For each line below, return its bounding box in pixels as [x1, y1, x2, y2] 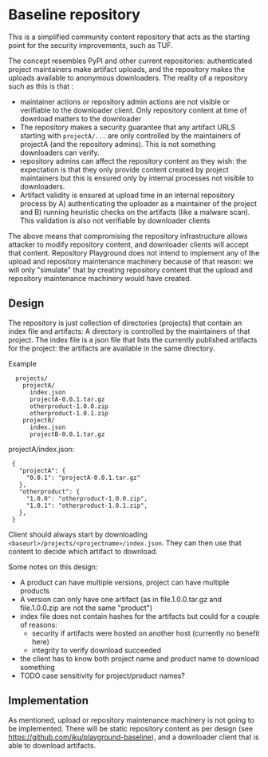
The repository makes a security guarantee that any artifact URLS [19, 122, 236, 132]
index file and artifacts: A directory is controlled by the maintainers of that [8, 326, 250, 336]
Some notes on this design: [8, 561, 98, 572]
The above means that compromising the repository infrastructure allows [8, 231, 248, 240]
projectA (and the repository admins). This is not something [19, 139, 216, 149]
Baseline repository [8, 6, 141, 24]
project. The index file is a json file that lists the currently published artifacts [8, 335, 258, 344]
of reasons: [19, 620, 57, 629]
